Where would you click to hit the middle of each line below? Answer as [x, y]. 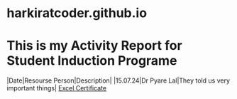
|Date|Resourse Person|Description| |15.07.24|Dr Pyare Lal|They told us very [118, 80]
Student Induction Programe [92, 61]
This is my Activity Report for [94, 46]
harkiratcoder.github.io [77, 13]
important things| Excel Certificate [57, 88]
